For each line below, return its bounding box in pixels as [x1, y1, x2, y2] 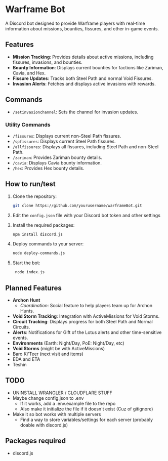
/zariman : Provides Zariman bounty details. [12, 154, 102, 160]
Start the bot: [12, 260, 40, 266]
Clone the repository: [12, 193, 57, 199]
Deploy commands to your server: [12, 241, 84, 247]
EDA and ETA [12, 356, 40, 362]
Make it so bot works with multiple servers [12, 411, 101, 417]
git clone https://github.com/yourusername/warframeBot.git [12, 203, 142, 208]
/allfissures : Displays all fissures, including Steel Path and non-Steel [12, 143, 159, 150]
